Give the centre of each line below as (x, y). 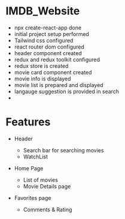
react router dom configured (49, 47)
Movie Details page (47, 186)
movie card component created (53, 72)
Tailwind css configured (44, 40)
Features (28, 122)
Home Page (29, 168)
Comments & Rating (48, 209)
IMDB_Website (43, 11)
